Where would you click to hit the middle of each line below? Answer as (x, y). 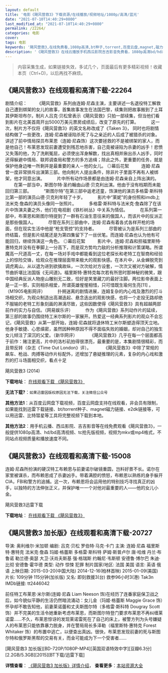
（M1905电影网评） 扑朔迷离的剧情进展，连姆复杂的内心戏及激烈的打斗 (84, 291)
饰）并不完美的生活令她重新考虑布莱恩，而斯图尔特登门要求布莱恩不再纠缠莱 (84, 613)
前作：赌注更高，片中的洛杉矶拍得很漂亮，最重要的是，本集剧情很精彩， (84, 342)
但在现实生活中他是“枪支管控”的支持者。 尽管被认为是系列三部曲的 (87, 229)
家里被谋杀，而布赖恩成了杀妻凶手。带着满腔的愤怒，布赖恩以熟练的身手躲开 (84, 475)
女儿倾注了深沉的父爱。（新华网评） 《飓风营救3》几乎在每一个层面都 (82, 335)
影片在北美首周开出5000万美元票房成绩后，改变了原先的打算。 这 (82, 122)
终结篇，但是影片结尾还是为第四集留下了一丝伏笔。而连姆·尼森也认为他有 (80, 235)
